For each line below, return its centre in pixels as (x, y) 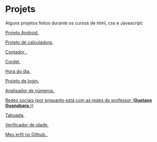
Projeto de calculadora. (29, 42)
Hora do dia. (18, 71)
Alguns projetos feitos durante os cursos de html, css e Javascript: (74, 23)
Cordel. (13, 61)
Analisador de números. (30, 90)
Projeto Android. (22, 32)
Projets (21, 9)
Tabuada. (15, 115)
